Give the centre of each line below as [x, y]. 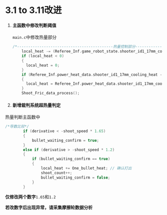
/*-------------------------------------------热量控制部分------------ [87, 47]
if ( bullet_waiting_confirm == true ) [71, 159]
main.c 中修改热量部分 [34, 37]
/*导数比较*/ [17, 127]
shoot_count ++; [56, 173]
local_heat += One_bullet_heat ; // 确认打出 [86, 168]
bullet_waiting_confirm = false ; [76, 178]
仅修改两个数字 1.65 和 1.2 [31, 197]
